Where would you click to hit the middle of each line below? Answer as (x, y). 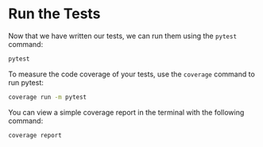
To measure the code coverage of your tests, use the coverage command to (132, 74)
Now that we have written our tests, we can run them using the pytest (122, 36)
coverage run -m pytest (48, 97)
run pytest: (26, 82)
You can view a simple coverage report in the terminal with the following (126, 112)
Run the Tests (54, 14)
